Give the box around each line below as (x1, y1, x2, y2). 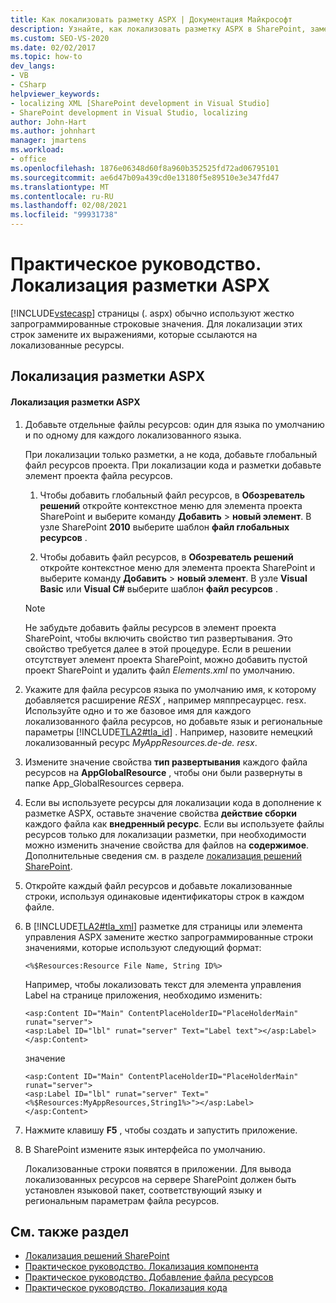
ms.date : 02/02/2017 (10, 42, 97, 53)
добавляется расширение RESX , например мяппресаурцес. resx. (24, 694, 307, 706)
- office (10, 154, 47, 164)
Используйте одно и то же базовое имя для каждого (24, 704, 252, 716)
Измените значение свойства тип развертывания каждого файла (24, 756, 308, 768)
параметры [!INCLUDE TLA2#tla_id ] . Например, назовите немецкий (24, 726, 313, 738)
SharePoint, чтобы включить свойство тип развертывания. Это (24, 632, 293, 644)
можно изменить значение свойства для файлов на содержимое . (24, 839, 310, 851)
